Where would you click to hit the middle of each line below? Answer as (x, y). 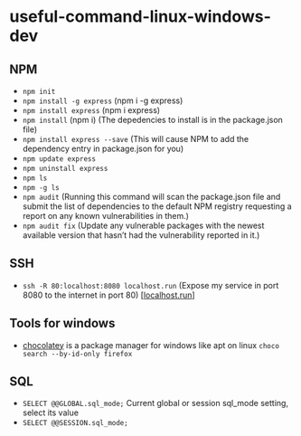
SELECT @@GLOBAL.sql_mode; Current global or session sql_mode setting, (155, 403)
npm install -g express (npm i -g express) (103, 100)
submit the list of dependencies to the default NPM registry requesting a (157, 206)
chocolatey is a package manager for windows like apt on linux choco (151, 345)
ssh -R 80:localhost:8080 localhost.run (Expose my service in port (150, 285)
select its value (51, 412)
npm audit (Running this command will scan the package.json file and (151, 197)
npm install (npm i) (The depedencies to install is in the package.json (152, 120)
